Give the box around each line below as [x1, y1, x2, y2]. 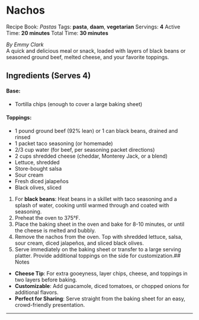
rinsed [14, 133, 31, 140]
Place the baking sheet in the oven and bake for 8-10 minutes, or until [14, 220, 185, 228]
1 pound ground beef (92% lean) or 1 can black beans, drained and [14, 127, 178, 134]
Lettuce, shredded [14, 158, 60, 166]
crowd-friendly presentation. [14, 301, 85, 308]
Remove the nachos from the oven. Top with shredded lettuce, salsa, [14, 233, 183, 240]
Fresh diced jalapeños [14, 177, 69, 184]
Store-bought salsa [14, 165, 62, 172]
